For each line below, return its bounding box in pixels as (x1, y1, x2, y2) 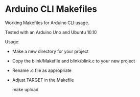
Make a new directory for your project (12, 48, 89, 54)
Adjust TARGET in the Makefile (12, 77, 74, 83)
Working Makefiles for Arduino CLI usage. (5, 20, 90, 26)
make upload (12, 86, 39, 92)
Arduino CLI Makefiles (5, 3, 97, 15)
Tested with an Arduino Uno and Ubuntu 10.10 (5, 29, 97, 35)
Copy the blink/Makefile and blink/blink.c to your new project (12, 58, 136, 64)
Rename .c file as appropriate (12, 67, 72, 73)
